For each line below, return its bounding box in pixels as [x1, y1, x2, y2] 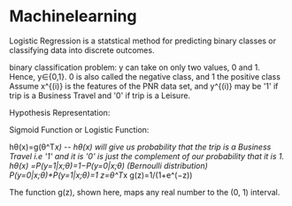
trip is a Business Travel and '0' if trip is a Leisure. [9, 90, 191, 101]
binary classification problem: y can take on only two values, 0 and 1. [9, 62, 261, 72]
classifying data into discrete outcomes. [9, 44, 155, 55]
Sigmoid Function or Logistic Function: [9, 124, 150, 134]
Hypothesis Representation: [9, 107, 111, 118]
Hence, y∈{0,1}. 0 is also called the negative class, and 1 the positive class [9, 71, 281, 81]
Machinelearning [9, 6, 137, 27]
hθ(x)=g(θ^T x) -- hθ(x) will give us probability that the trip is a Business [9, 141, 272, 152]
